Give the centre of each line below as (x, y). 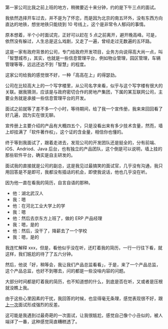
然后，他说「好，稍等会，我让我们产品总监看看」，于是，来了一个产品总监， (83, 265)
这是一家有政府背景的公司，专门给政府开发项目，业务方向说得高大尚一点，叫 (84, 52)
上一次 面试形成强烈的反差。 (34, 305)
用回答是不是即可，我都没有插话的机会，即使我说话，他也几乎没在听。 (77, 172)
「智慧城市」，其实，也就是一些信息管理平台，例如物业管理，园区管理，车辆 (83, 58)
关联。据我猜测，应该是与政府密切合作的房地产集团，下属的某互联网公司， (82, 92)
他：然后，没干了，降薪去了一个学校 (50, 231)
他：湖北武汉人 (28, 193)
